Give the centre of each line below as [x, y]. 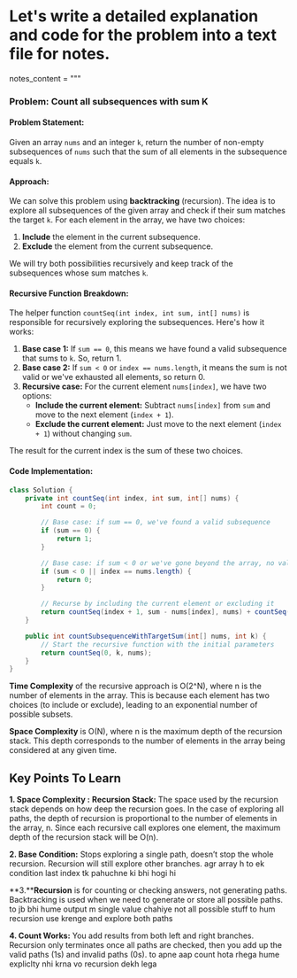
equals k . [26, 161]
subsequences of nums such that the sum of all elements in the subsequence [148, 151]
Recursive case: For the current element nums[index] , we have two [144, 386]
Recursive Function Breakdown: [69, 293]
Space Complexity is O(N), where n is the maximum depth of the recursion [146, 732]
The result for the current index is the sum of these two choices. [126, 451]
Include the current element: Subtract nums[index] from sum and [153, 406]
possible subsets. [41, 714]
